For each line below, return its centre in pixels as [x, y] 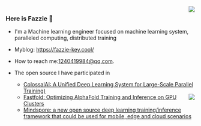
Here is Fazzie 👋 [29, 19]
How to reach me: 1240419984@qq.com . [64, 61]
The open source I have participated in [62, 73]
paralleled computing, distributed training [65, 38]
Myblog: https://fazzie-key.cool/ [54, 50]
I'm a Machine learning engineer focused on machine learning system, [101, 32]
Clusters [34, 104]
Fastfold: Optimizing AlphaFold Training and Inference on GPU [100, 97]
